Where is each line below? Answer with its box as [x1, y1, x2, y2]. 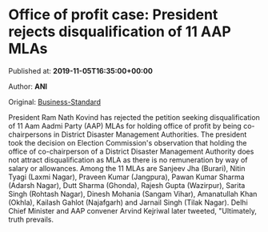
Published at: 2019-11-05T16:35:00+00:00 [8, 66, 154, 75]
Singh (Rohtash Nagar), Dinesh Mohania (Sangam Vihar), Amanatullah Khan [8, 189, 258, 198]
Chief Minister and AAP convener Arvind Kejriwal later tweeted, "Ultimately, [8, 206, 258, 215]
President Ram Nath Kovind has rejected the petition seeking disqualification [8, 112, 260, 122]
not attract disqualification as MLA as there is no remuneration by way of [8, 154, 248, 165]
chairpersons [8, 130, 52, 139]
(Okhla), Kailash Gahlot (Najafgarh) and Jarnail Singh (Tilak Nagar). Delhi [8, 198, 248, 207]
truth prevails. [8, 214, 54, 224]
